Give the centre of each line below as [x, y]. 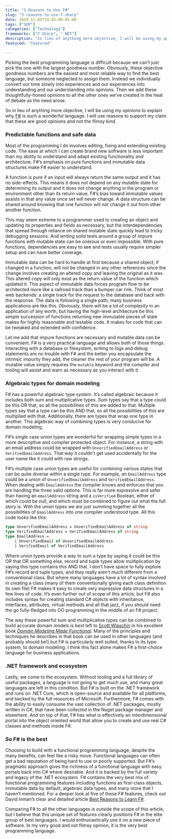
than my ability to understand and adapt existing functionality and [74, 157]
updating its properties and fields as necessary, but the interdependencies [84, 225]
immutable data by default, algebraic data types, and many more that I [79, 788]
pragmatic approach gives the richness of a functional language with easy [84, 767]
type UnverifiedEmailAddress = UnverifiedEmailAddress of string [76, 527]
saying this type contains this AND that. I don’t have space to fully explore [83, 566]
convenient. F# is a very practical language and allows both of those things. [85, 343]
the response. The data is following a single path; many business [74, 300]
